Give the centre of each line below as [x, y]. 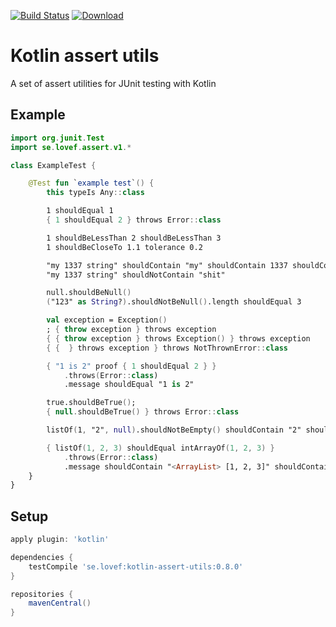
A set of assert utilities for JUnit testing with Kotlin [113, 83]
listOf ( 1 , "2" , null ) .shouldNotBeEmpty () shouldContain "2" [174, 430]
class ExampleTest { [53, 165]
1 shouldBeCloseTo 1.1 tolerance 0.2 [124, 247]
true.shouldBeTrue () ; [91, 403]
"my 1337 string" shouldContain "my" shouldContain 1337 [167, 265]
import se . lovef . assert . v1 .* [71, 147]
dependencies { [42, 557]
